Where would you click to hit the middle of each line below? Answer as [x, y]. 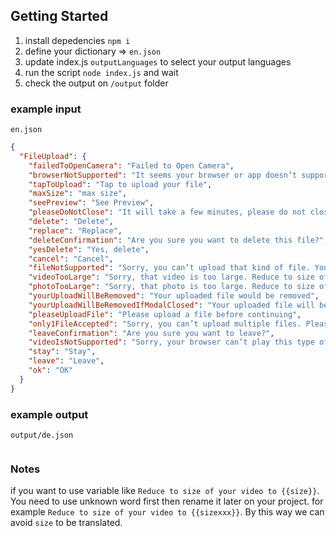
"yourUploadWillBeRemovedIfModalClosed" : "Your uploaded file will [171, 305]
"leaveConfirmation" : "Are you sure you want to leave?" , [151, 333]
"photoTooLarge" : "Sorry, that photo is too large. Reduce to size [171, 287]
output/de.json [42, 435]
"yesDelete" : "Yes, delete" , [89, 249]
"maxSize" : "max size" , [78, 194]
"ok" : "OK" [51, 370]
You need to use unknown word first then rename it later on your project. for [167, 501]
